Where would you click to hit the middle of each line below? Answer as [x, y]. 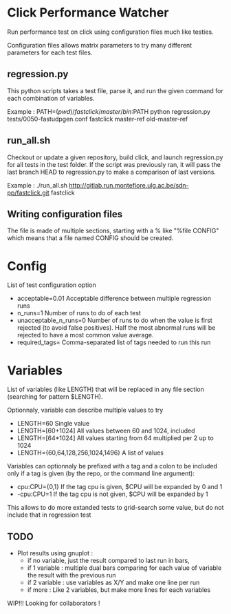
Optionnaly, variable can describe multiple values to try [85, 410]
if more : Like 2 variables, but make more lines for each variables [119, 590]
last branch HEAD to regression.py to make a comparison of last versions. [112, 172]
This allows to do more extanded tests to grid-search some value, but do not [115, 508]
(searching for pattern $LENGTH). [55, 397]
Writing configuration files [65, 214]
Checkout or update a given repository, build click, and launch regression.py [115, 157]
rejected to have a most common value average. [85, 335]
